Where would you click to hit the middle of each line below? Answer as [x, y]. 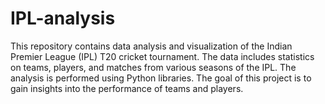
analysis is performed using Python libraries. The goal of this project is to [161, 78]
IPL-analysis [63, 18]
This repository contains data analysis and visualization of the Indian [151, 46]
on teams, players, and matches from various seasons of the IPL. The [153, 67]
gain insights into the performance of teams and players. [127, 88]
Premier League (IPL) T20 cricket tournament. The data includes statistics [162, 56]
